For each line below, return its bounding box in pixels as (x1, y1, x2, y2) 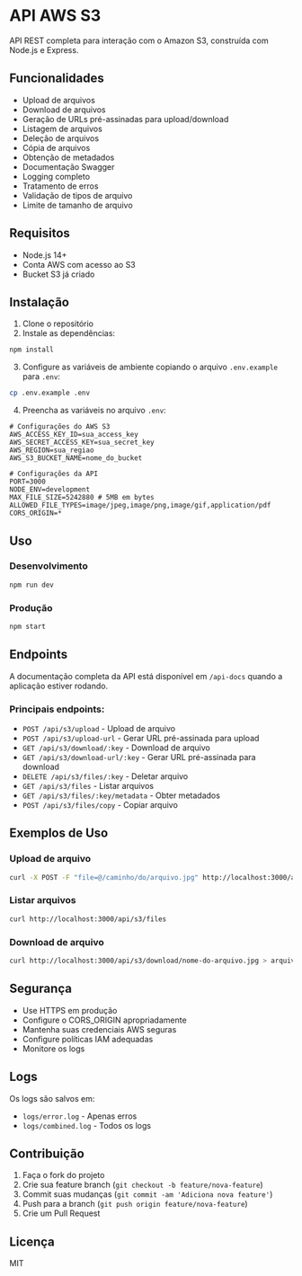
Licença (9, 1234, 56, 1249)
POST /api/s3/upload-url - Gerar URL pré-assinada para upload (22, 732, 260, 743)
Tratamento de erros (22, 181, 99, 191)
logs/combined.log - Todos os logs (22, 1120, 151, 1130)
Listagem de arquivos (22, 123, 103, 134)
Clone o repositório (22, 318, 94, 329)
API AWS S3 (9, 5, 102, 26)
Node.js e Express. (9, 44, 79, 55)
